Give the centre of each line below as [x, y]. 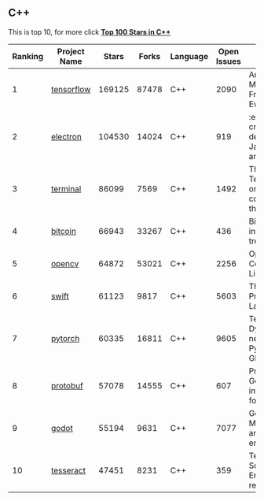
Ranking [28, 56]
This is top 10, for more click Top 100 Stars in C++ [90, 32]
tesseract [68, 470]
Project [71, 51]
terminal [66, 188]
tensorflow [71, 89]
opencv [65, 263]
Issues [229, 61]
